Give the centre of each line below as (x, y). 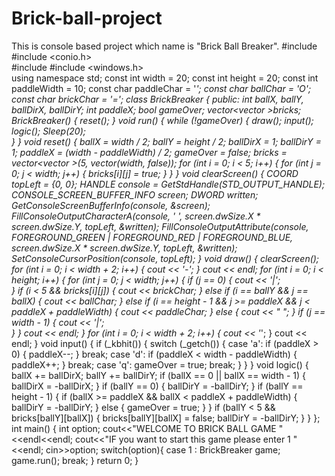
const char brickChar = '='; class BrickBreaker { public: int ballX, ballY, (157, 99)
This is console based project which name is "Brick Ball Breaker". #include (164, 46)
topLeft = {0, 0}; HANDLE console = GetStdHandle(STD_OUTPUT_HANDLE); (168, 184)
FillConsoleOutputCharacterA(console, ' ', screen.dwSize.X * (136, 216)
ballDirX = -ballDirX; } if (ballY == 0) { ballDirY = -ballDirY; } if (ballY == (157, 386)
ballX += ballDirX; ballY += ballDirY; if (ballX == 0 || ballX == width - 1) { (159, 375)
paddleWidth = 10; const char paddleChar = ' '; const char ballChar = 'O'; (161, 88)
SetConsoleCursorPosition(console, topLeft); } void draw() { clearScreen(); (165, 258)
